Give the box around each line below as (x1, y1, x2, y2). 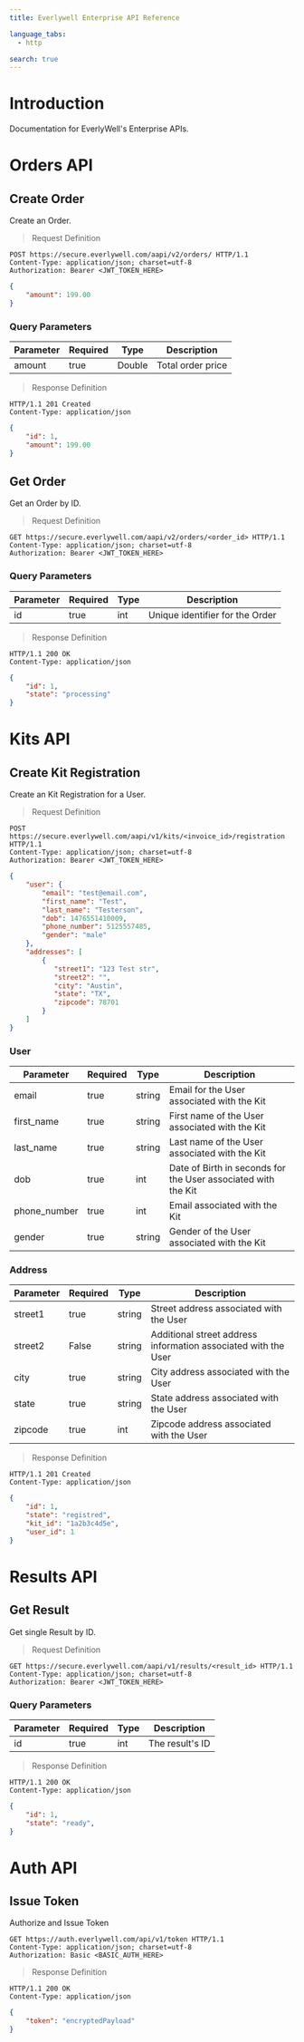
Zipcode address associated (150, 1418, 271, 1430)
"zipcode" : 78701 (53, 998, 119, 1007)
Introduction (9, 93, 105, 114)
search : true (9, 54, 59, 63)
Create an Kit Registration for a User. (9, 789, 147, 800)
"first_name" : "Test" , (42, 896, 128, 906)
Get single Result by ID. (9, 1626, 97, 1637)
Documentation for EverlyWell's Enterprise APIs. (9, 123, 189, 134)
